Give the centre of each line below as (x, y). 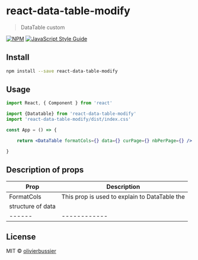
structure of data (33, 206)
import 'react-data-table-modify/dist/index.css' (69, 120)
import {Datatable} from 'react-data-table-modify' (71, 114)
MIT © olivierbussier (31, 251)
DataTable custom (43, 27)
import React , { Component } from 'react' (59, 103)
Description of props (45, 170)
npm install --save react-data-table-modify (62, 71)
